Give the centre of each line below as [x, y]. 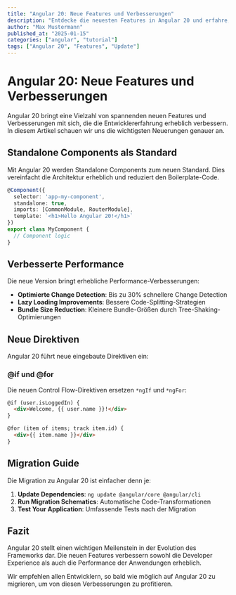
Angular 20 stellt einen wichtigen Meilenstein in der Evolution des [102, 548]
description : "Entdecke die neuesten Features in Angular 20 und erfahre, [119, 20]
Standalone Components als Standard [92, 153]
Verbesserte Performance [66, 264]
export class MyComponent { [48, 229]
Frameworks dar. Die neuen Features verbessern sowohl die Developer [110, 556]
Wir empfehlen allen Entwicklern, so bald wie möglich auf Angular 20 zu [111, 577]
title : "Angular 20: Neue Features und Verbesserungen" [91, 14]
